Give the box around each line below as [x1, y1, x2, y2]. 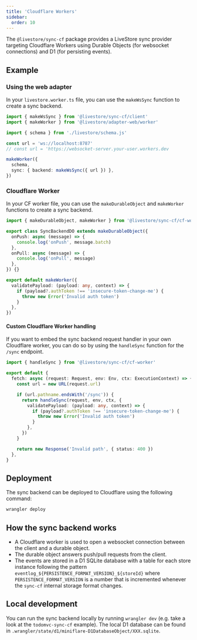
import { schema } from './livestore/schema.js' [6, 130, 127, 136]
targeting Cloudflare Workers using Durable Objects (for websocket [6, 42, 169, 49]
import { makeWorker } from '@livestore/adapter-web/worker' [6, 119, 159, 125]
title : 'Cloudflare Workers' [6, 8, 77, 15]
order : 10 [11, 19, 35, 25]
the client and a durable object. [14, 544, 90, 551]
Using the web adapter [6, 83, 72, 91]
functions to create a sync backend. [6, 206, 93, 213]
